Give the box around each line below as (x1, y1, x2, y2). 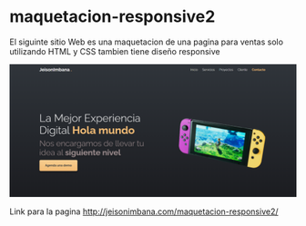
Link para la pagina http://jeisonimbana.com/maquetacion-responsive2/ (9, 206, 279, 217)
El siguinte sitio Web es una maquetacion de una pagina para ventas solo (9, 36, 284, 47)
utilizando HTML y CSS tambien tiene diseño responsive (9, 45, 220, 56)
